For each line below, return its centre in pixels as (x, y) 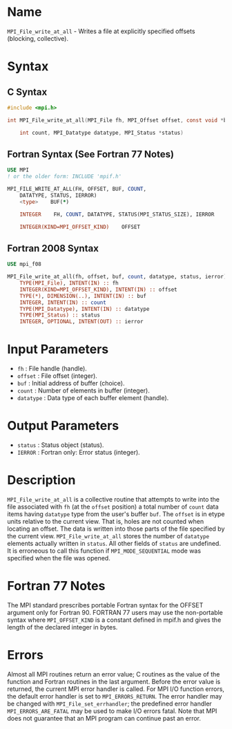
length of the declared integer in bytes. (62, 627)
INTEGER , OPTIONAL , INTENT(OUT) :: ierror (81, 322)
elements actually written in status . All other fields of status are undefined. (114, 543)
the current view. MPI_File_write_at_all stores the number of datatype (108, 536)
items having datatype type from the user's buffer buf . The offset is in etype (116, 514)
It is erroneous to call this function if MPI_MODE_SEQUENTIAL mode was (104, 551)
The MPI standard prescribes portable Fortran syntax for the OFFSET (105, 605)
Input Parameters (58, 349)
